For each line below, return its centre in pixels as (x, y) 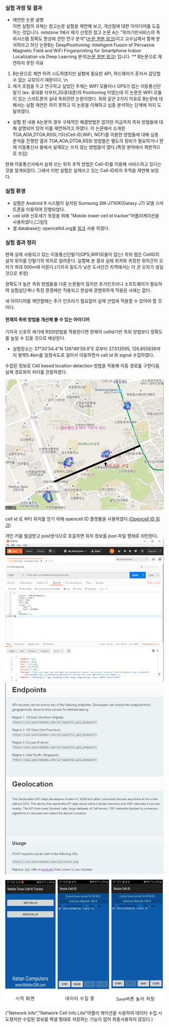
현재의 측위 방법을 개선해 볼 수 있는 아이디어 (47, 320)
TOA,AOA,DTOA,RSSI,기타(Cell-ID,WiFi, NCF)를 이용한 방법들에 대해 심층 (86, 135)
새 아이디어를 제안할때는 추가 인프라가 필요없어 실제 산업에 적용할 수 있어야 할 (81, 301)
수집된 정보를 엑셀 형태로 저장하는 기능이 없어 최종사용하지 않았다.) (88, 1019)
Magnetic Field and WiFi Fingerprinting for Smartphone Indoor (77, 51)
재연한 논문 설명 (28, 20)
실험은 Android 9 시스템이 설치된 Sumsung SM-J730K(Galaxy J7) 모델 (83, 203)
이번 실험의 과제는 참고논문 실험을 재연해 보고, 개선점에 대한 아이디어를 (81, 26)
